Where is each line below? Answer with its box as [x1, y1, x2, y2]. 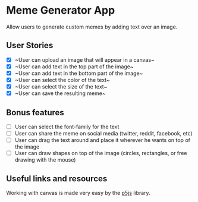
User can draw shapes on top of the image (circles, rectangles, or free [14, 150, 187, 157]
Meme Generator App [6, 4, 115, 17]
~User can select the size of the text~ [14, 83, 108, 90]
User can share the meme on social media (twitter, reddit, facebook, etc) [14, 130, 193, 137]
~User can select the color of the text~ [14, 76, 110, 83]
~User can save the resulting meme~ [14, 90, 106, 97]
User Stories [6, 40, 54, 50]
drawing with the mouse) [14, 156, 76, 163]
